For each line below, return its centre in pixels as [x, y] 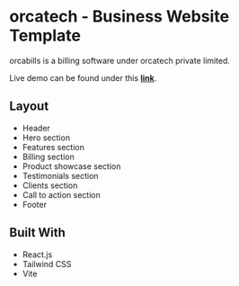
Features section [53, 147]
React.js [37, 255]
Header [36, 128]
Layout [29, 107]
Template [45, 36]
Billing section [48, 156]
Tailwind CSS [47, 264]
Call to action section [61, 194]
